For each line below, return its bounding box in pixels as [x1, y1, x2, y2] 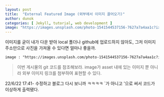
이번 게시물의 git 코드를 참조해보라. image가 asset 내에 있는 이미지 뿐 [17, 64, 149, 70]
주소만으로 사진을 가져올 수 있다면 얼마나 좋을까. [5, 45, 97, 51]
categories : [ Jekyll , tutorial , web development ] [5, 20, 112, 26]
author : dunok [5, 16, 34, 21]
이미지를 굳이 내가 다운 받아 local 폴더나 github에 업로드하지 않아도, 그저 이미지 [5, 39, 156, 45]
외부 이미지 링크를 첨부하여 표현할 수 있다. [22, 70, 102, 76]
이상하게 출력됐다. [5, 87, 40, 92]
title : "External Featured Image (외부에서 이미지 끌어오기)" [5, 12, 125, 16]
